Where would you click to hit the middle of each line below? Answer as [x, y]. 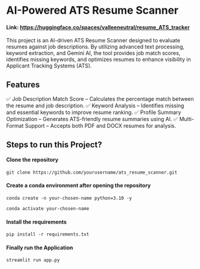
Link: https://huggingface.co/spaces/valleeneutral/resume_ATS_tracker [98, 27]
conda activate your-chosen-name [48, 209]
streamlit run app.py [33, 260]
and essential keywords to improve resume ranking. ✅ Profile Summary [94, 112]
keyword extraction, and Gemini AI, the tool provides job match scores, [93, 53]
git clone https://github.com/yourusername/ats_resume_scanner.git [92, 172]
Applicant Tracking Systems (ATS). [49, 66]
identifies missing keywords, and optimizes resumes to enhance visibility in [99, 60]
